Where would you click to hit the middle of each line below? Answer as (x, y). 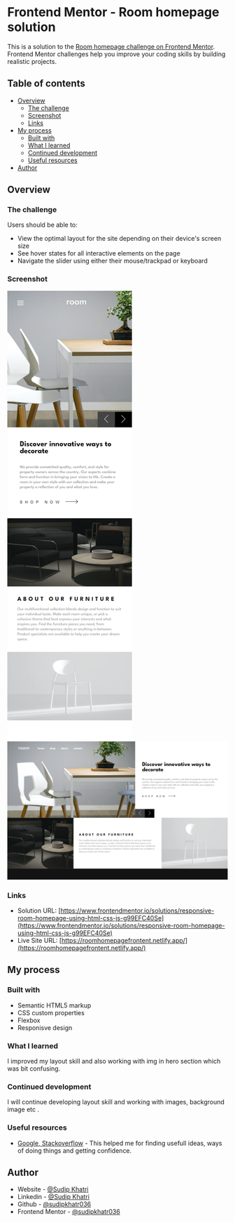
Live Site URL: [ (40, 941)
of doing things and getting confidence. (74, 1150)
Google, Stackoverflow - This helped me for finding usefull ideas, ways (120, 1143)
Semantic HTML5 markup (54, 1005)
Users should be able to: (43, 225)
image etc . (23, 1109)
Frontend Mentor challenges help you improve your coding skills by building (116, 54)
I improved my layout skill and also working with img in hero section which (114, 1062)
